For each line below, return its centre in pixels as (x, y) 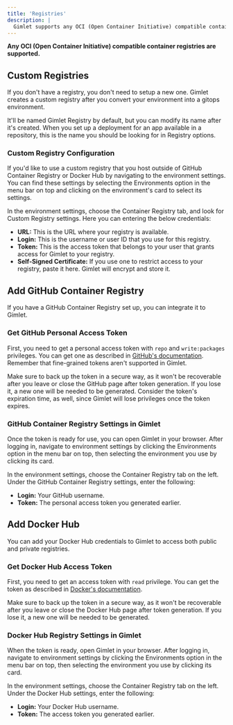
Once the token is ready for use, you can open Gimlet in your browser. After (115, 439)
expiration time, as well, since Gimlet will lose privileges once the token (109, 398)
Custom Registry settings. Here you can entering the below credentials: (109, 219)
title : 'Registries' (37, 14)
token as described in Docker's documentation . (75, 589)
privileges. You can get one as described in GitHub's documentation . (105, 356)
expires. (19, 406)
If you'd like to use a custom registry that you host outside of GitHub (105, 168)
